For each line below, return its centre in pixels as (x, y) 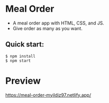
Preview (23, 81)
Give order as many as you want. (48, 28)
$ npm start (18, 61)
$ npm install (21, 56)
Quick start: (25, 45)
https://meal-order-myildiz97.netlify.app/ (48, 95)
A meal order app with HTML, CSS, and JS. (58, 23)
